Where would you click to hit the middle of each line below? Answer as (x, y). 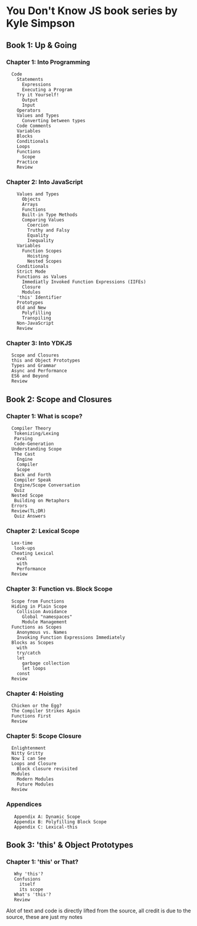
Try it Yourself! (38, 95)
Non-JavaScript (35, 323)
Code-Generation (34, 444)
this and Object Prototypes (46, 361)
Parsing (23, 439)
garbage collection (45, 663)
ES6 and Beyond (30, 376)
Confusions (27, 879)
